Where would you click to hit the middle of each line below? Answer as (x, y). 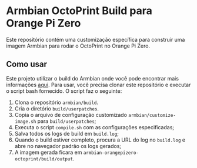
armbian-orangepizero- (111, 153)
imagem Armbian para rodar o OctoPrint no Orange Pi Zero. (78, 46)
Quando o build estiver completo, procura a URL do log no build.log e (100, 140)
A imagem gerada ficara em (48, 152)
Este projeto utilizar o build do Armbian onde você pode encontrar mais (93, 78)
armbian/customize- (152, 115)
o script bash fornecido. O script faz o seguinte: (64, 91)
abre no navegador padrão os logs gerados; (68, 146)
